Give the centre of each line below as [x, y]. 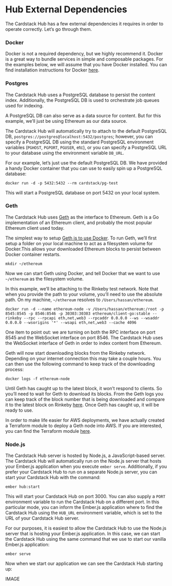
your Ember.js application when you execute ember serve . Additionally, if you [86, 467]
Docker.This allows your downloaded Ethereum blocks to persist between [83, 249]
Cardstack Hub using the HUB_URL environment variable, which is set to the [84, 513]
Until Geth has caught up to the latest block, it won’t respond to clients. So [84, 388]
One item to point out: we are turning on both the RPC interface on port [80, 332]
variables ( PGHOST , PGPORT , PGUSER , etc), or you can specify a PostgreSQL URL [86, 147]
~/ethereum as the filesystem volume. [44, 279]
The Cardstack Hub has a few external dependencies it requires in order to [84, 24]
